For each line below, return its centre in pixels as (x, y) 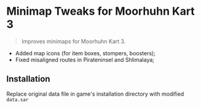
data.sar (18, 99)
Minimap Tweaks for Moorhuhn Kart (100, 11)
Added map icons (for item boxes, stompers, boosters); (85, 53)
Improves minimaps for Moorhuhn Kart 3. (73, 41)
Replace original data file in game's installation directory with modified (95, 94)
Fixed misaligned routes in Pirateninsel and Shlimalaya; (85, 60)
